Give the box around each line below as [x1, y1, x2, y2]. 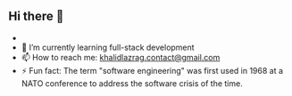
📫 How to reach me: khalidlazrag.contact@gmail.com [21, 52, 221, 62]
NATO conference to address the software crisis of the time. [21, 77, 243, 89]
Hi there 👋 [8, 9, 64, 24]
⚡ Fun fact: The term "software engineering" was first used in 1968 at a [21, 65, 283, 76]
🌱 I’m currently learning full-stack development [21, 42, 195, 52]
